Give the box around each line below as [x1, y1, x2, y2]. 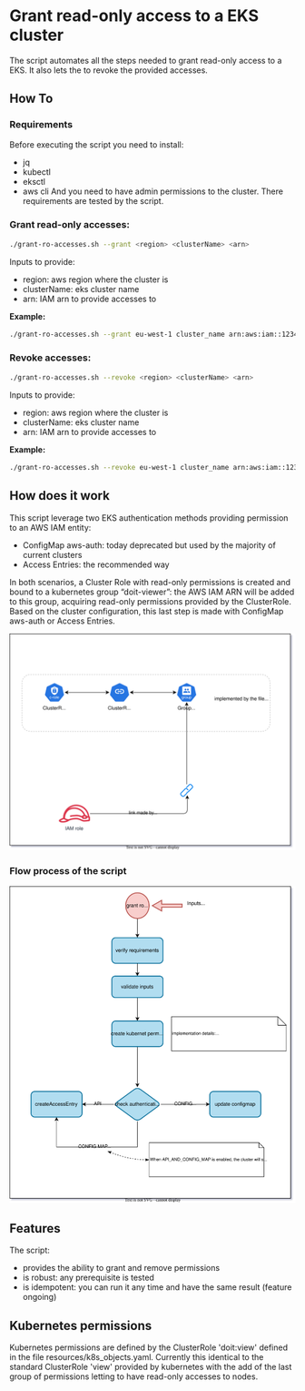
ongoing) [22, 1292, 57, 1303]
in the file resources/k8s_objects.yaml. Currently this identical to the [9, 1352, 264, 1363]
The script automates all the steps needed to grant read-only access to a [9, 55, 282, 66]
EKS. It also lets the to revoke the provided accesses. [9, 65, 209, 76]
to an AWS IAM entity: [9, 522, 92, 533]
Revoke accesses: [9, 351, 92, 364]
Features [9, 1221, 61, 1236]
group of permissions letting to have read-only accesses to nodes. [9, 1371, 259, 1382]
